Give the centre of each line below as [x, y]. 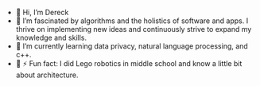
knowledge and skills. [51, 37]
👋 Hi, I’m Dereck [42, 12]
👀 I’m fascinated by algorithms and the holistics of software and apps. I [132, 21]
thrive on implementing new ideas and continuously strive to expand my [134, 29]
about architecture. [47, 75]
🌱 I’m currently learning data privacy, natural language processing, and [132, 46]
